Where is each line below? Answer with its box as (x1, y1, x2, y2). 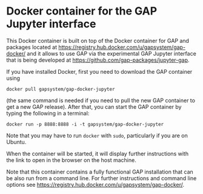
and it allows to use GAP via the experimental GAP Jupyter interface (27, 50, 197, 57)
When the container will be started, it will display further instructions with (6, 150, 189, 157)
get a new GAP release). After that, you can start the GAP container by (6, 103, 182, 110)
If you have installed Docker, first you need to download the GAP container (6, 68, 193, 75)
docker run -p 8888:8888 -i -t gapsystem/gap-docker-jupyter (6, 121, 164, 128)
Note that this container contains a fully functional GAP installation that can (6, 168, 194, 175)
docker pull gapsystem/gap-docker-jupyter (6, 86, 115, 92)
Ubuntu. (6, 138, 27, 146)
